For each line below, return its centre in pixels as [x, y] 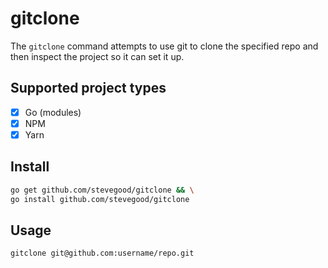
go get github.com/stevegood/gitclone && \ [102, 190]
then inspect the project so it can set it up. [97, 56]
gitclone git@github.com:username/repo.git [102, 253]
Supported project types [88, 88]
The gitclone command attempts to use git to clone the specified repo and [164, 46]
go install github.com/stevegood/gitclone [100, 199]
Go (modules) [53, 112]
